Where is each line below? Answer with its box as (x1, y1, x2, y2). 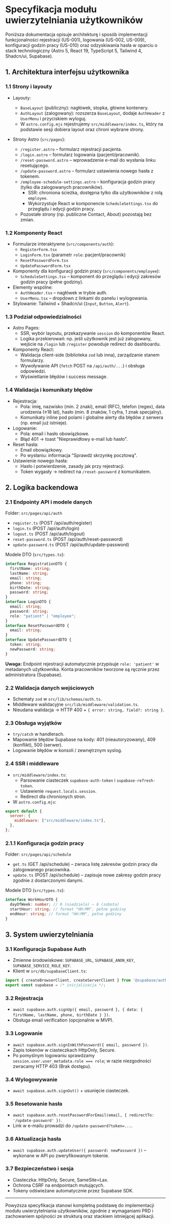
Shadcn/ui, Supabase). (5, 53, 53, 59)
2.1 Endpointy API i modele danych (5, 498, 93, 506)
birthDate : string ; (10, 585, 51, 590)
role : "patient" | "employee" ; (10, 613, 76, 618)
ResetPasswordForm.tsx (20, 258, 69, 263)
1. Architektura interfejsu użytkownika (5, 68, 129, 77)
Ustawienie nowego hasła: (12, 458, 68, 464)
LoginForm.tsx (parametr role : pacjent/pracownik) (20, 252, 126, 258)
